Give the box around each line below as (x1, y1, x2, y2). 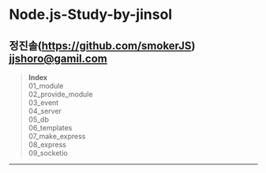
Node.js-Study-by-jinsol (9, 6, 173, 24)
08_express (28, 140, 66, 149)
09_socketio (28, 149, 68, 157)
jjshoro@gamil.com (9, 51, 107, 65)
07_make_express (28, 132, 86, 141)
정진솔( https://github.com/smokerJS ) (9, 39, 196, 52)
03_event (28, 98, 59, 107)
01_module (28, 81, 64, 90)
